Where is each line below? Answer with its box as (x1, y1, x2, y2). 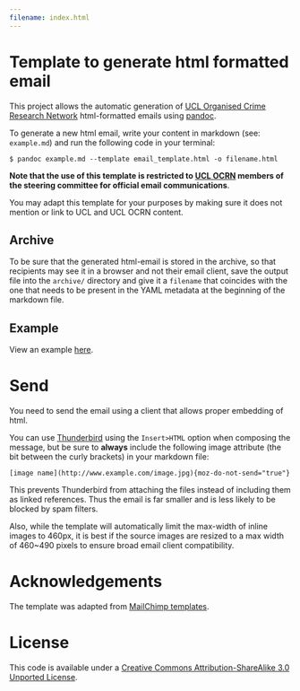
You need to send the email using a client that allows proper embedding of (9, 406, 284, 416)
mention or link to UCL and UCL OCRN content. (9, 206, 184, 217)
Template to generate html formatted (9, 51, 289, 72)
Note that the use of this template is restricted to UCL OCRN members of (9, 170, 284, 180)
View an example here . (9, 345, 94, 355)
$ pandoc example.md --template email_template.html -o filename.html (9, 154, 279, 163)
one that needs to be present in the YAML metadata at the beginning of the (9, 284, 286, 296)
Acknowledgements (9, 572, 163, 592)
